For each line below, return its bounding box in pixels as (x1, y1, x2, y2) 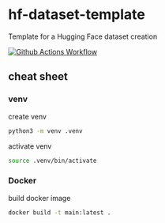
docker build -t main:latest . (8, 208, 111, 217)
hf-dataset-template (8, 6, 146, 24)
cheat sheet (8, 70, 69, 84)
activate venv (8, 141, 52, 151)
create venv (8, 111, 47, 121)
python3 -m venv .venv (8, 127, 83, 135)
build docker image (8, 193, 71, 202)
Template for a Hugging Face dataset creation (8, 32, 158, 41)
